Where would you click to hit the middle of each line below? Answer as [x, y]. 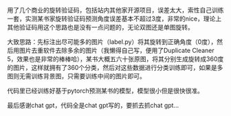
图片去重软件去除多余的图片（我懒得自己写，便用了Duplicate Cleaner [117, 50]
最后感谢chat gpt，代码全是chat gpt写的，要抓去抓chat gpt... [93, 105]
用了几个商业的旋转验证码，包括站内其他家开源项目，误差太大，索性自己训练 [115, 10]
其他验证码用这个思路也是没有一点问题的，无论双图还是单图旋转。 [100, 27]
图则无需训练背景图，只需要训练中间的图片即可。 [76, 76]
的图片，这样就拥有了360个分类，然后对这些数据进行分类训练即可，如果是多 [115, 68]
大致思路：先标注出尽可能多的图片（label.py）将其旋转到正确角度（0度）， [112, 42]
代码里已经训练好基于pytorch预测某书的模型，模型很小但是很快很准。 [106, 91]
